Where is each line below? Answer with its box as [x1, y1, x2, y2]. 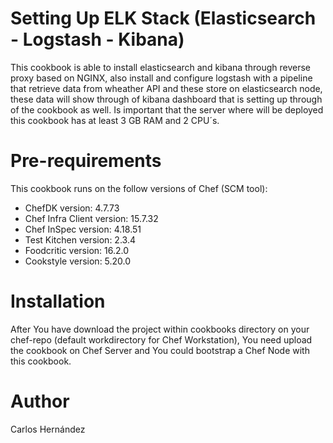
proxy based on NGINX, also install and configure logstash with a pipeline [10, 72, 313, 84]
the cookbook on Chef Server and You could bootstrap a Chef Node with [10, 344, 310, 356]
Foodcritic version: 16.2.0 [24, 244, 130, 256]
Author [10, 390, 70, 412]
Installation [10, 290, 106, 313]
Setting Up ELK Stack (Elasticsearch [10, 7, 317, 30]
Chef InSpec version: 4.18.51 [24, 223, 142, 235]
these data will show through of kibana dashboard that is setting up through [10, 93, 323, 105]
